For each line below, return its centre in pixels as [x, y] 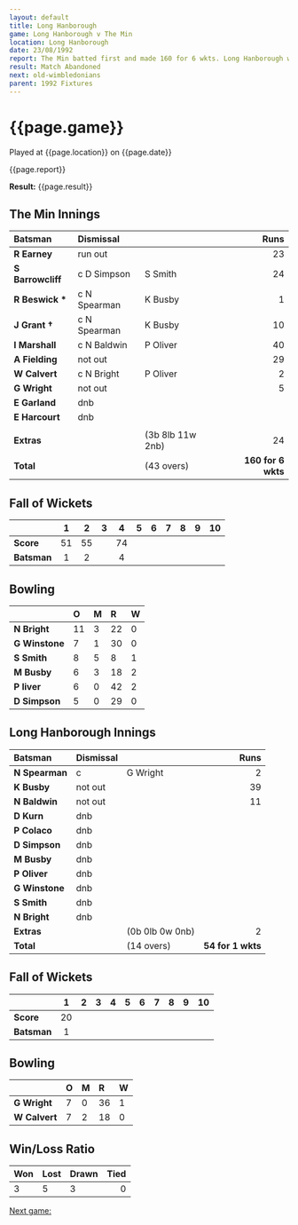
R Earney [33, 254]
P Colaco [33, 830]
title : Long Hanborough [53, 26]
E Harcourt [37, 417]
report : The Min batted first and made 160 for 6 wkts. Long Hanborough [146, 59]
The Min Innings [55, 214]
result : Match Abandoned [55, 67]
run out [93, 254]
